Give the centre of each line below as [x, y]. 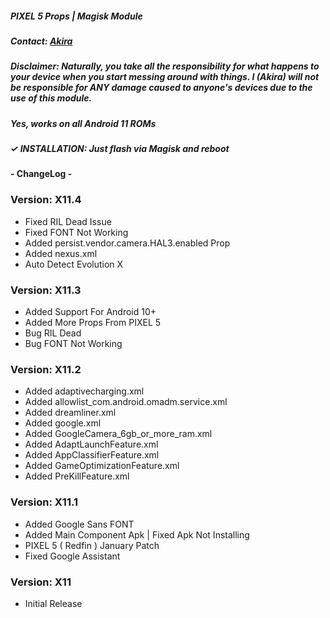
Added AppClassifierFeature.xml [92, 455]
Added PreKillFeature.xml [77, 476]
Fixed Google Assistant [72, 556]
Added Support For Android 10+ [90, 312]
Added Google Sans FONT [79, 524]
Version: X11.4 [46, 200]
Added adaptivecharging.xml [84, 391]
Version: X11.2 [46, 369]
